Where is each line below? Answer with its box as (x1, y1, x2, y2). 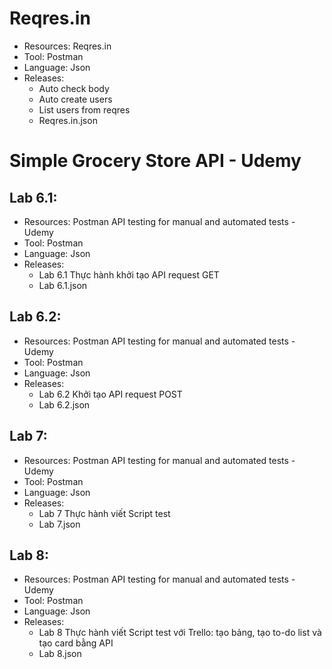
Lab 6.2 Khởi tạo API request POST (38, 388, 183, 400)
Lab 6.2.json (38, 398, 91, 411)
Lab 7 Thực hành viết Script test (38, 507, 171, 519)
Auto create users (38, 93, 113, 105)
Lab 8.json (38, 648, 82, 660)
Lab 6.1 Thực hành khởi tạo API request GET (38, 268, 220, 281)
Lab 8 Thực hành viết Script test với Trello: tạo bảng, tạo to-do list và (38, 627, 322, 639)
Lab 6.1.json (38, 279, 88, 291)
